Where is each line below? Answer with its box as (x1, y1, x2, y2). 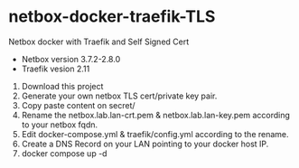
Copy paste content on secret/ (21, 99, 136, 110)
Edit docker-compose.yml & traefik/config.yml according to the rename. (21, 128, 290, 139)
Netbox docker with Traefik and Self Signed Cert (8, 36, 190, 47)
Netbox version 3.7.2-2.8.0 (21, 53, 121, 64)
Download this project (21, 80, 104, 91)
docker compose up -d (21, 147, 107, 159)
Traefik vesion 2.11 (21, 63, 90, 74)
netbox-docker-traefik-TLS (8, 6, 216, 27)
